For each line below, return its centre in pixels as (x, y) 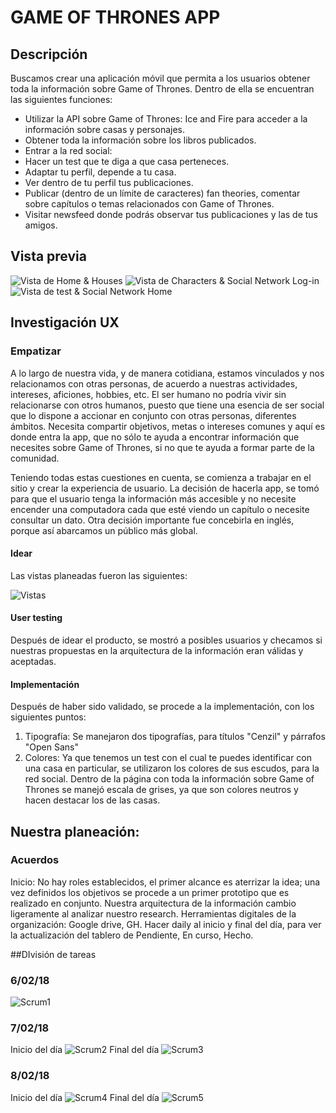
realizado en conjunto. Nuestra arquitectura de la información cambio (153, 903)
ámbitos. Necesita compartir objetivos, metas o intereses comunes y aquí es (168, 426)
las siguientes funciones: (61, 99)
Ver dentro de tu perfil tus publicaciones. (109, 182)
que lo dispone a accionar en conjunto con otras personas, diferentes (153, 415)
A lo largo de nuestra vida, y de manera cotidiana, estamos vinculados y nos (167, 373)
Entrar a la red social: (68, 150)
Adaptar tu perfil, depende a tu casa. (100, 172)
